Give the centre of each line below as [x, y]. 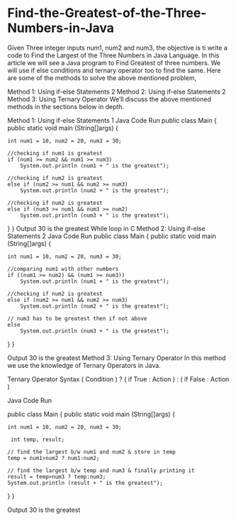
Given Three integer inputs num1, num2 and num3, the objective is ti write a [118, 47]
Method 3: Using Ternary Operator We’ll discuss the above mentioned [109, 99]
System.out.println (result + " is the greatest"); [85, 483]
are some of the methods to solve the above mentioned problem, [102, 78]
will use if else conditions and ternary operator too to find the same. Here [114, 70]
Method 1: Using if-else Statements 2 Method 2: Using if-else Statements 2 [117, 91]
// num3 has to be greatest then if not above [77, 318]
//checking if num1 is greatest [55, 153]
